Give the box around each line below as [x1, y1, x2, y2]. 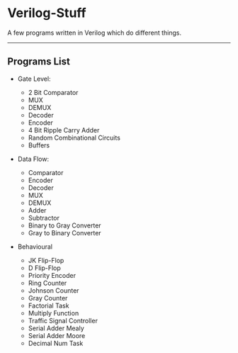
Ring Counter [28, 279, 67, 287]
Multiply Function [28, 308, 79, 317]
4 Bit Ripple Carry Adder [28, 125, 100, 134]
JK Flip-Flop [28, 256, 64, 264]
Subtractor [28, 213, 60, 222]
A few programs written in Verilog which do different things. [7, 28, 182, 37]
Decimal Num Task [28, 339, 84, 347]
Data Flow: [17, 155, 50, 163]
